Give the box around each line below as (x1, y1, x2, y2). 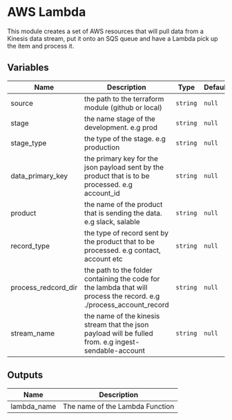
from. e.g (84, 337, 114, 347)
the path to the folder (84, 265, 153, 275)
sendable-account (84, 345, 145, 355)
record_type (10, 241, 50, 250)
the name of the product (84, 199, 163, 209)
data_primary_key (10, 171, 68, 181)
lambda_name (10, 401, 57, 411)
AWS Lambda (7, 4, 86, 20)
